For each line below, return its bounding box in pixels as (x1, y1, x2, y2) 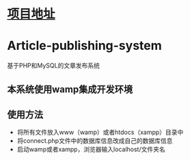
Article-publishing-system (7, 38, 162, 53)
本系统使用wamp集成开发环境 (7, 83, 133, 95)
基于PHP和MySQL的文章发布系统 (7, 62, 100, 70)
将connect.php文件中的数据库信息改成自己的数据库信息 (16, 137, 173, 145)
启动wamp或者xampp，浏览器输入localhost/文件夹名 (16, 145, 165, 154)
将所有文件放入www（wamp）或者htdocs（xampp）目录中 (16, 128, 184, 137)
